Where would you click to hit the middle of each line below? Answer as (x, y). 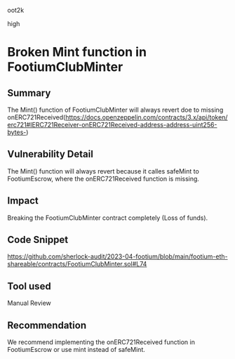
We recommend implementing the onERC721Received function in (101, 342)
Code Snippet (38, 240)
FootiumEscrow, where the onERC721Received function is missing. (103, 178)
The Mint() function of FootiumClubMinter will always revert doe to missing (115, 110)
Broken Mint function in (77, 52)
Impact (23, 201)
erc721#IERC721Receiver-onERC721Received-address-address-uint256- (112, 125)
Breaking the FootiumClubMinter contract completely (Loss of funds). (108, 218)
